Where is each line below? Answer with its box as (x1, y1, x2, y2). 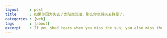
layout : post (5, 7, 43, 12)
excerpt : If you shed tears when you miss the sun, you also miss (5, 26, 155, 31)
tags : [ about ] (5, 21, 50, 26)
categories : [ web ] (5, 16, 46, 21)
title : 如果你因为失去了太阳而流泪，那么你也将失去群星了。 (5, 12, 127, 17)
